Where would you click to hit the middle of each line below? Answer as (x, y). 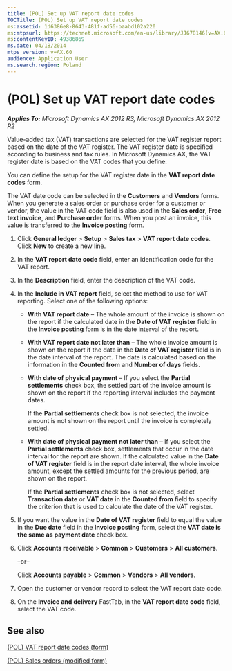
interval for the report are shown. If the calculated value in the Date (123, 456)
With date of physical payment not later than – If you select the (119, 441)
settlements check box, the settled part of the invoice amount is (119, 385)
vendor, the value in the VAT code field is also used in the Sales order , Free (115, 210)
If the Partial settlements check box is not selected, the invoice (118, 413)
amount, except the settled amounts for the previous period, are (118, 471)
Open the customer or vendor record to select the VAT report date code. (120, 588)
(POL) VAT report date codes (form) (58, 647)
